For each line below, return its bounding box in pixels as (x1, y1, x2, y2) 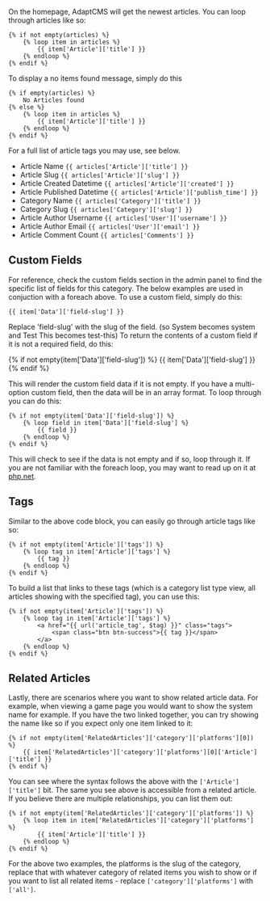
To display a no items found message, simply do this (8, 74, 183, 83)
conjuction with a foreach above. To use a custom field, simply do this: (8, 292, 243, 301)
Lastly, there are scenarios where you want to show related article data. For (8, 693, 259, 702)
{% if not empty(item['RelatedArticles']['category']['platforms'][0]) (8, 735, 254, 743)
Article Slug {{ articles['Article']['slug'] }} (19, 170, 180, 179)
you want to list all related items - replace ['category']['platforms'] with (8, 876, 254, 886)
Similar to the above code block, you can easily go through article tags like (8, 516, 255, 526)
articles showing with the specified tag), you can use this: (8, 592, 200, 601)
